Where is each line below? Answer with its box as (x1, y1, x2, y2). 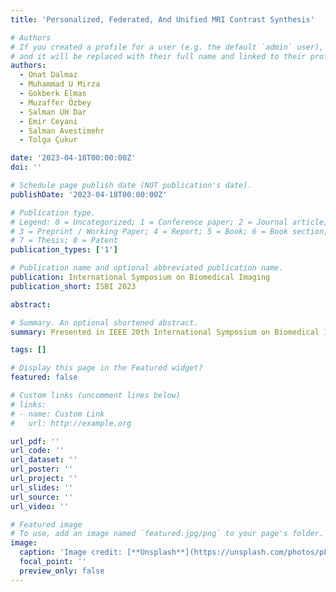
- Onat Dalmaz (19, 70, 78, 80)
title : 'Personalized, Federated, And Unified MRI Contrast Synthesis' (10, 14, 315, 25)
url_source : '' (10, 492, 74, 502)
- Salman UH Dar (19, 107, 87, 117)
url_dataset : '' (10, 455, 78, 465)
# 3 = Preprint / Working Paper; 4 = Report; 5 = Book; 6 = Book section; (10, 226, 329, 236)
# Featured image (10, 519, 83, 530)
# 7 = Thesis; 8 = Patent (10, 236, 118, 246)
